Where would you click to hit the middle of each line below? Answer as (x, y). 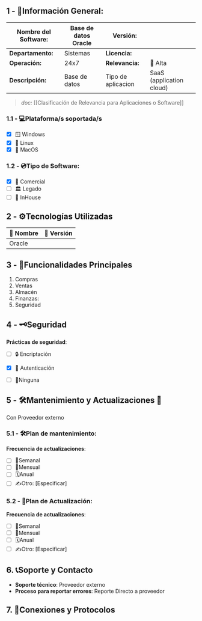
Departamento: (31, 53)
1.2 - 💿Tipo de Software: (43, 166)
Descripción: (28, 80)
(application (167, 80)
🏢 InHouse (28, 197)
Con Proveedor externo (35, 418)
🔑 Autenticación (35, 368)
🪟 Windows (30, 134)
